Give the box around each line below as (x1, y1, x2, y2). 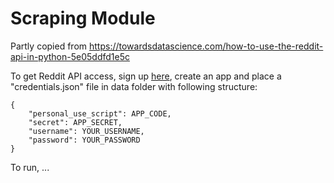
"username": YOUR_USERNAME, (28, 126, 145, 136)
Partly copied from (10, 40, 88, 52)
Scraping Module (10, 7, 156, 30)
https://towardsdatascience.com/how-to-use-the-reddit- (88, 40, 324, 52)
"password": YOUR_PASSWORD (28, 135, 141, 145)
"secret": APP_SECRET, (28, 117, 123, 127)
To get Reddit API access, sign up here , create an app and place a (10, 70, 282, 82)
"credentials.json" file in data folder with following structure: (10, 80, 258, 92)
